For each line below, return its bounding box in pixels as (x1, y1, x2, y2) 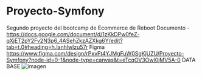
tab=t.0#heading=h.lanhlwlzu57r (6, 43, 88, 51)
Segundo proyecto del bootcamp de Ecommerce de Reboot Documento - (6, 24, 190, 31)
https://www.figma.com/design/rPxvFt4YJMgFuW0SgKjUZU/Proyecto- (6, 49, 184, 57)
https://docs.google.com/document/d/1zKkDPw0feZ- (6, 30, 140, 37)
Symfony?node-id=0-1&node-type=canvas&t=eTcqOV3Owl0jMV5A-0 (6, 56, 181, 63)
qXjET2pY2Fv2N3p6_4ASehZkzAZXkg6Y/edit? (6, 37, 123, 44)
